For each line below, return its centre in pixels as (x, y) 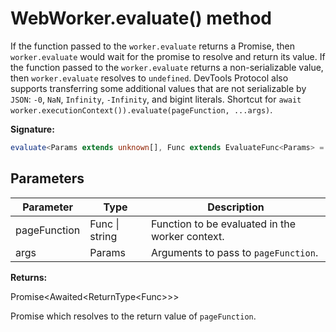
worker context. (187, 236)
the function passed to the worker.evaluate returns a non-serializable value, (167, 67)
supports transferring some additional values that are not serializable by (158, 88)
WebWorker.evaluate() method (141, 18)
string (103, 236)
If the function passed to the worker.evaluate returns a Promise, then (153, 46)
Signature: (32, 129)
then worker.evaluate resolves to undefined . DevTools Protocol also (149, 78)
